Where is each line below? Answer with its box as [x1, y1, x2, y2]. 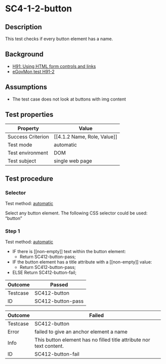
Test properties [5, 110, 53, 119]
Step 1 [5, 228, 20, 235]
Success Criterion [7, 133, 49, 140]
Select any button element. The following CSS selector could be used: [5, 210, 148, 216]
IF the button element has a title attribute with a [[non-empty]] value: [12, 259, 152, 265]
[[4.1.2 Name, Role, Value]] [53, 133, 118, 140]
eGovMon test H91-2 [12, 68, 55, 74]
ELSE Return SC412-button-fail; [12, 269, 77, 275]
